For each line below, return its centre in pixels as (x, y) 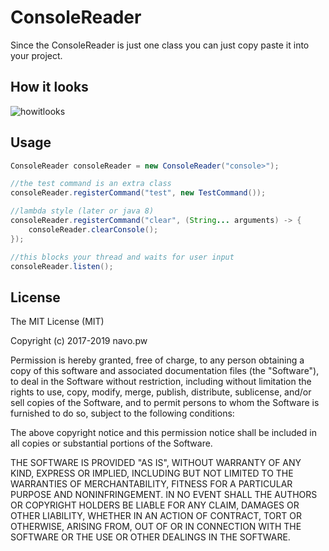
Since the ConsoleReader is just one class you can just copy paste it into (160, 45)
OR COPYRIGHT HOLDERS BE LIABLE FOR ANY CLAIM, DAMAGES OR (155, 505)
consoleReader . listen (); (62, 266)
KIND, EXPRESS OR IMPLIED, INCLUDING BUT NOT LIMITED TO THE (152, 473)
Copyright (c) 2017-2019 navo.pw (79, 341)
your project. (36, 55)
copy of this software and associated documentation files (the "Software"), (165, 371)
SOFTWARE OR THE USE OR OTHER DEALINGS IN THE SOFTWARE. (150, 537)
